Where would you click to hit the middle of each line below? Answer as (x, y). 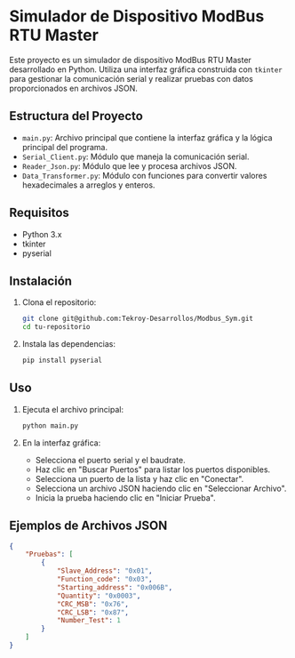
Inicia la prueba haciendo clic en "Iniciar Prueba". (125, 498)
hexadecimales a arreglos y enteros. (88, 185)
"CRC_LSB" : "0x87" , (92, 612)
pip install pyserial (62, 361)
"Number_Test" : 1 (89, 621)
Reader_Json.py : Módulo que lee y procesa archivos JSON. (129, 165)
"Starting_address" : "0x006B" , (115, 587)
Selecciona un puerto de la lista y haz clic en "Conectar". (140, 478)
